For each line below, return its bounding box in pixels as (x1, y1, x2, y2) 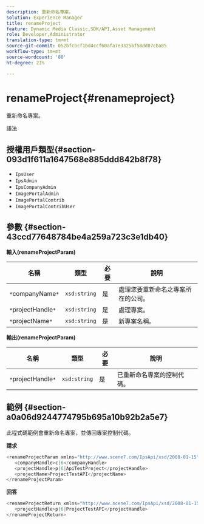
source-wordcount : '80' (6, 54, 67, 60)
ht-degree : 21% (6, 60, 45, 66)
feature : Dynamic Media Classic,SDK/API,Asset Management (6, 26, 156, 32)
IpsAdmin (15, 178, 38, 184)
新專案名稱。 (118, 317, 155, 325)
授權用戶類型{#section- (6, 144, 96, 155)
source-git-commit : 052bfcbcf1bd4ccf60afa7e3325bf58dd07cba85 (6, 43, 167, 49)
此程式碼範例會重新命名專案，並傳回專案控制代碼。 (6, 429, 134, 436)
